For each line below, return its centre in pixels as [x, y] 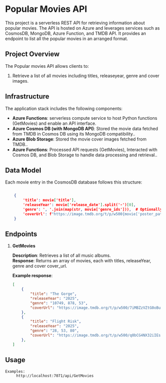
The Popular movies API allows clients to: [47, 66]
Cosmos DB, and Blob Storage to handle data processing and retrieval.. [85, 155]
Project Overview [32, 54]
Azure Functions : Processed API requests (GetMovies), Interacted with [85, 149]
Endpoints [21, 234]
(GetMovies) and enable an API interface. [54, 123]
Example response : [32, 276]
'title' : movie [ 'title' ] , [50, 200]
